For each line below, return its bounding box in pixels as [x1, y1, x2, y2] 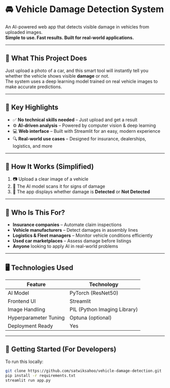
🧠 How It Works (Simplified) [5, 162, 94, 171]
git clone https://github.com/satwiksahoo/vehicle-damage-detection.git [5, 368, 162, 373]
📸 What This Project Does [5, 54, 88, 63]
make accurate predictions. [5, 84, 62, 90]
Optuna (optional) [69, 314, 112, 321]
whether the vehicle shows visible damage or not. [5, 73, 110, 79]
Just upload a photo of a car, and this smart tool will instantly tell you [5, 67, 148, 74]
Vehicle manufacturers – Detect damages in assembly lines [12, 227, 138, 233]
